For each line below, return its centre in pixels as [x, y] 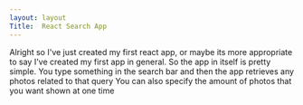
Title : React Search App [58, 26]
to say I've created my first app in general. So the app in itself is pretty [140, 62]
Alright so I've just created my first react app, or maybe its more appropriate [151, 52]
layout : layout [38, 18]
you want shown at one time [62, 91]
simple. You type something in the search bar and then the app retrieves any [152, 71]
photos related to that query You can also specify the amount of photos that [151, 81]
